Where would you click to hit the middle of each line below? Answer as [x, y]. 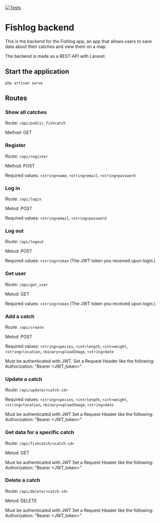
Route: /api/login [23, 199]
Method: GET [18, 132]
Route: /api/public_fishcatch [35, 123]
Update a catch [24, 379]
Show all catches [26, 112]
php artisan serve [24, 83]
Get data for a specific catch [40, 433]
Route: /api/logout [24, 242]
